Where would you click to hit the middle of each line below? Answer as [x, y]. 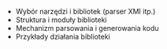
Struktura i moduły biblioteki [61, 20]
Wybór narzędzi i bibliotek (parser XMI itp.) [85, 11]
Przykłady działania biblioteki [63, 36]
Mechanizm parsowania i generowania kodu [87, 28]
